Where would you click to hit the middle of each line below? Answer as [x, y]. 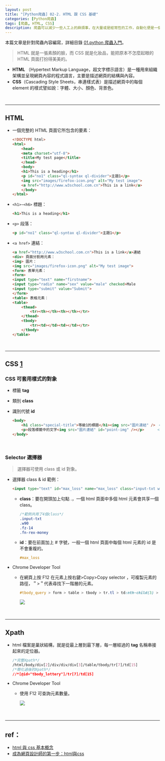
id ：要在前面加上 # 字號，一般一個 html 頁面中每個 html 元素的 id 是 [88, 542]
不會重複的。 [32, 549]
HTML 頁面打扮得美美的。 [43, 59]
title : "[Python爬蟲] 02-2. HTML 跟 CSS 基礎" [52, 14]
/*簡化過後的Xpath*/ [31, 669]
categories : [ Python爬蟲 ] [31, 19]
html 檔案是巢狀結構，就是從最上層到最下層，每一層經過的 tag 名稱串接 [84, 645]
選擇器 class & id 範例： [36, 479]
